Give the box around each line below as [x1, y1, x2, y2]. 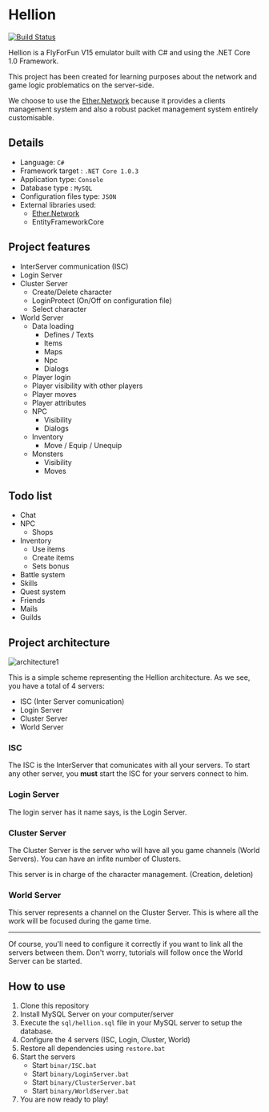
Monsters [31, 449, 64, 459]
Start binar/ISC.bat [31, 1061, 98, 1070]
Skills [19, 579, 38, 588]
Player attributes [31, 398, 86, 407]
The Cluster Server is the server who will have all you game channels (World [8, 846, 260, 855]
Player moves [31, 389, 78, 398]
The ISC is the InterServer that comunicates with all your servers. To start [8, 760, 251, 770]
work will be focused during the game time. [8, 916, 152, 926]
